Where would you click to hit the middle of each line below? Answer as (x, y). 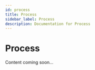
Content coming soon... (29, 62)
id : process (17, 10)
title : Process (21, 14)
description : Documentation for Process (48, 24)
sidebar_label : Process (30, 19)
